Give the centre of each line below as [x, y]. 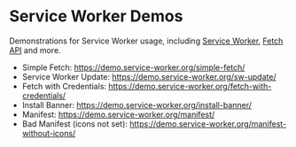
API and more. [35, 50]
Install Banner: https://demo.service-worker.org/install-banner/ [137, 104]
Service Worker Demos [96, 16]
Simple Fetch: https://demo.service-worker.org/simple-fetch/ [133, 67]
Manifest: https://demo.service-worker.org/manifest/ [118, 114]
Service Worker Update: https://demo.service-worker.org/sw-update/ [149, 76]
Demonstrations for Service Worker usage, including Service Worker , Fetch [146, 41]
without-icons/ [49, 133]
